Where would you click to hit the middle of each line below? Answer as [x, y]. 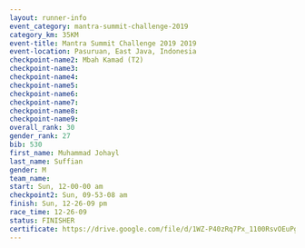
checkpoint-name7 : [44, 102]
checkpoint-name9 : [44, 119]
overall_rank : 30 [42, 128]
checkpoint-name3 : [44, 69]
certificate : [34, 229]
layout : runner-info [49, 18]
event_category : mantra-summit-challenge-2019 [99, 26]
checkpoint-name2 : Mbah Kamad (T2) [77, 60]
